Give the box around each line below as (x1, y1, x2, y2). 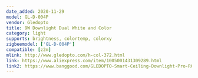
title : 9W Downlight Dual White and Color (6, 25, 112, 31)
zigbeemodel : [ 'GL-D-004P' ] (6, 42, 75, 48)
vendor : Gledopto (6, 19, 49, 25)
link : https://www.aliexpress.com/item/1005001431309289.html (6, 57, 162, 63)
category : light (6, 30, 46, 36)
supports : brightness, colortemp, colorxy (6, 36, 112, 42)
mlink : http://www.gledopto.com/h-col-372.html (6, 52, 126, 58)
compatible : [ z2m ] (6, 47, 51, 53)
